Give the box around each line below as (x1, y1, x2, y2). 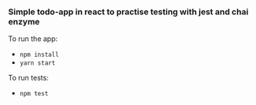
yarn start (19, 59, 56, 67)
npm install (19, 51, 59, 59)
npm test (19, 90, 49, 98)
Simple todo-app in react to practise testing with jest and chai (8, 6, 249, 17)
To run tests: (8, 73, 49, 83)
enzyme (8, 16, 40, 27)
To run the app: (8, 34, 58, 43)
